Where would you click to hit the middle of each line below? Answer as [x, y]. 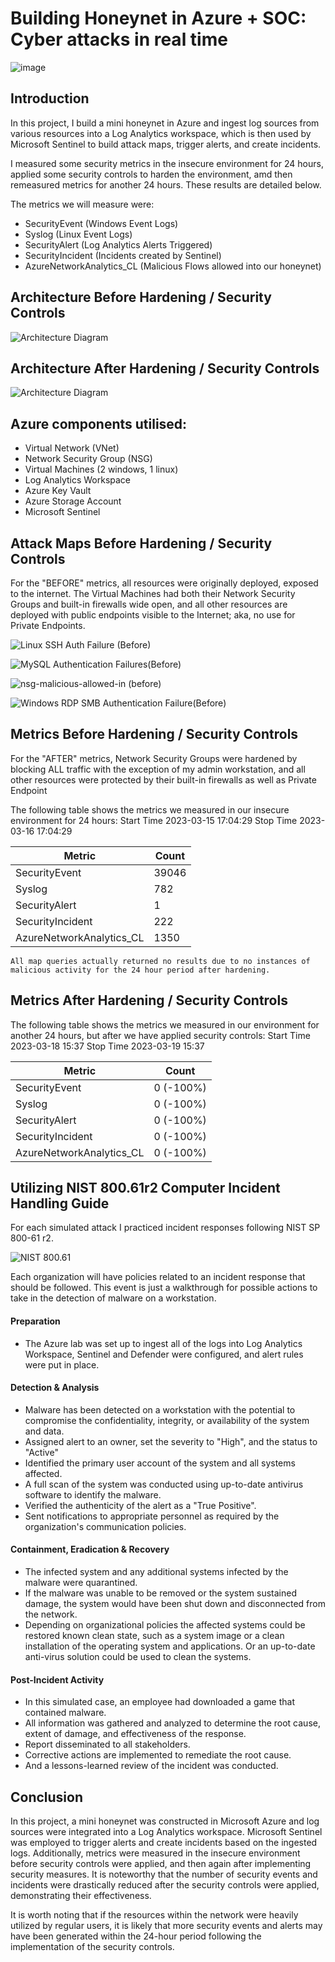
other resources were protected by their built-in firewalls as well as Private [163, 779]
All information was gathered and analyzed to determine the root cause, [172, 1723]
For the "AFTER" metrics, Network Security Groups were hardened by [154, 758]
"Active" [41, 1452]
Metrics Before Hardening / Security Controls [154, 734]
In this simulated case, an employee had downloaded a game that [160, 1702]
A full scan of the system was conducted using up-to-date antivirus [164, 1484]
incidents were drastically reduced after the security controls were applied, [165, 1885]
